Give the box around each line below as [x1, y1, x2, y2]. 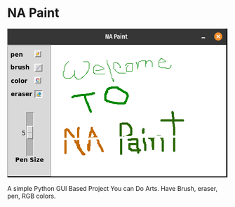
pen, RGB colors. [7, 192, 56, 200]
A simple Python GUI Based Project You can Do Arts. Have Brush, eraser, [7, 184, 218, 192]
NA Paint [7, 5, 60, 21]
